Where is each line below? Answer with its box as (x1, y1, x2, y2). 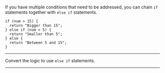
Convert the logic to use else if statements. (5, 58, 95, 63)
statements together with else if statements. (5, 9, 97, 15)
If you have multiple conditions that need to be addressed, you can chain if (5, 4, 158, 10)
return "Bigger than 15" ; (9, 23, 63, 28)
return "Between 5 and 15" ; (9, 40, 67, 45)
